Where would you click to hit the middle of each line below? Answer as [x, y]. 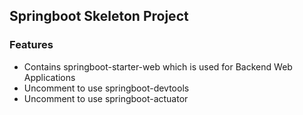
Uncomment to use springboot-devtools [106, 88]
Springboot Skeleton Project [99, 16]
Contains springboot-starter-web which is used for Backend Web [158, 66]
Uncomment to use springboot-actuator [106, 98]
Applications [49, 77]
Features [31, 45]
